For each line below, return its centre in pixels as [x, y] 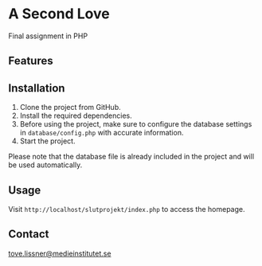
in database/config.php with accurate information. [102, 133]
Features [31, 61]
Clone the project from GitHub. [70, 108]
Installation [37, 88]
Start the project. [47, 141]
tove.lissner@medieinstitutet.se [60, 253]
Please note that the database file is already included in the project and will [131, 157]
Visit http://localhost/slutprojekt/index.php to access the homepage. [127, 209]
